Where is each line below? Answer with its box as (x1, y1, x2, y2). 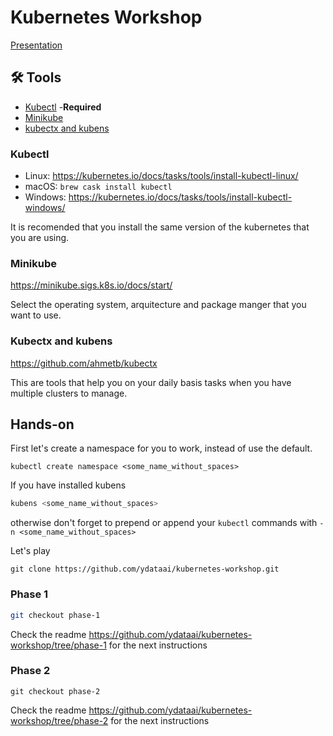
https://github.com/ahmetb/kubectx (10, 357, 158, 369)
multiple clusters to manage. (10, 387, 128, 399)
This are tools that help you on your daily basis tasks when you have (10, 376, 292, 388)
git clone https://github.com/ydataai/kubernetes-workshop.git (10, 564, 280, 575)
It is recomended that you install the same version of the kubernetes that (10, 221, 310, 233)
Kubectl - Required (24, 101, 102, 113)
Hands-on (10, 416, 75, 433)
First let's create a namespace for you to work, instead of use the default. (10, 442, 313, 455)
